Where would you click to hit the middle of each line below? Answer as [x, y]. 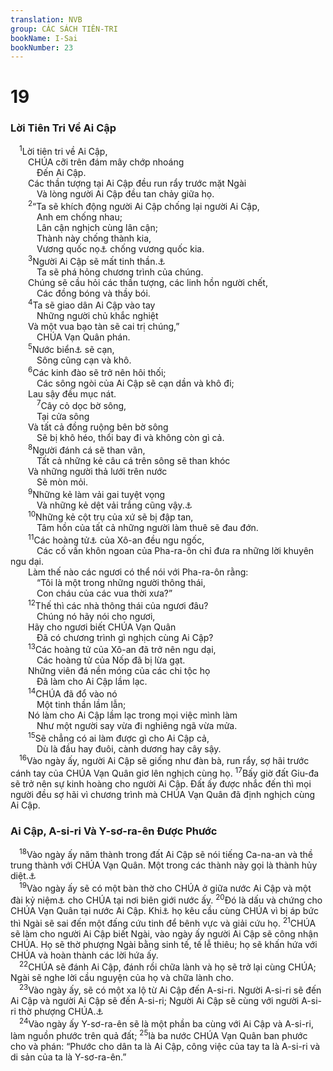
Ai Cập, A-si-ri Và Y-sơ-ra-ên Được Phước [114, 831]
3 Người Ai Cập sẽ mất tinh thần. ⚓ [97, 260]
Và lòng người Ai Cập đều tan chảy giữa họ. [125, 194]
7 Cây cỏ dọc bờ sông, [81, 405]
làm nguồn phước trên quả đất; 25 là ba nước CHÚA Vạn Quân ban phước [159, 1035]
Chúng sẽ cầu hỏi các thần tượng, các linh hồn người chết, [148, 282]
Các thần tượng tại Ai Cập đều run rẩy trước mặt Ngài [137, 183]
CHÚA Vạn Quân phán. [83, 337]
